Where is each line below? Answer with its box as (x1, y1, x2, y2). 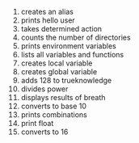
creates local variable (20, 58, 93, 68)
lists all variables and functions (20, 50, 124, 59)
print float (20, 119, 54, 128)
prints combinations (20, 110, 87, 120)
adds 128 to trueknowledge (20, 76, 112, 85)
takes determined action (20, 24, 103, 33)
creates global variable (20, 67, 98, 76)
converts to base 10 (20, 101, 87, 111)
